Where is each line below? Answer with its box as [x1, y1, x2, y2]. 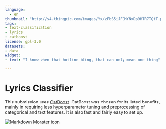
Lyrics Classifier [5, 83, 73, 94]
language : [5, 7, 26, 12]
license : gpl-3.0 [5, 39, 41, 44]
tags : [5, 21, 16, 26]
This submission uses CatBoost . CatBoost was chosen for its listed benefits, [5, 99, 160, 105]
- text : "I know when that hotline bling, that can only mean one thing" [5, 57, 161, 62]
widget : [5, 52, 21, 58]
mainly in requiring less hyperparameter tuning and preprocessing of [5, 104, 145, 110]
